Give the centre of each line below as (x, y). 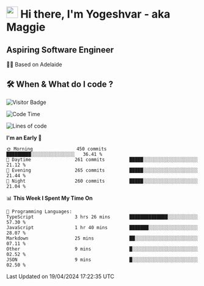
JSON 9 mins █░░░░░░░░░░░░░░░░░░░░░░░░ (102, 260)
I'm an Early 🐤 (24, 137)
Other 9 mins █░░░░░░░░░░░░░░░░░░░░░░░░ (102, 249)
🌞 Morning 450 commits (56, 149)
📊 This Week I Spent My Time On (49, 198)
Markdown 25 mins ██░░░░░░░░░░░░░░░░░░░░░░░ (102, 238)
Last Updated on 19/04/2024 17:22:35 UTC (60, 276)
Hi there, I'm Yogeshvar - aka (96, 14)
